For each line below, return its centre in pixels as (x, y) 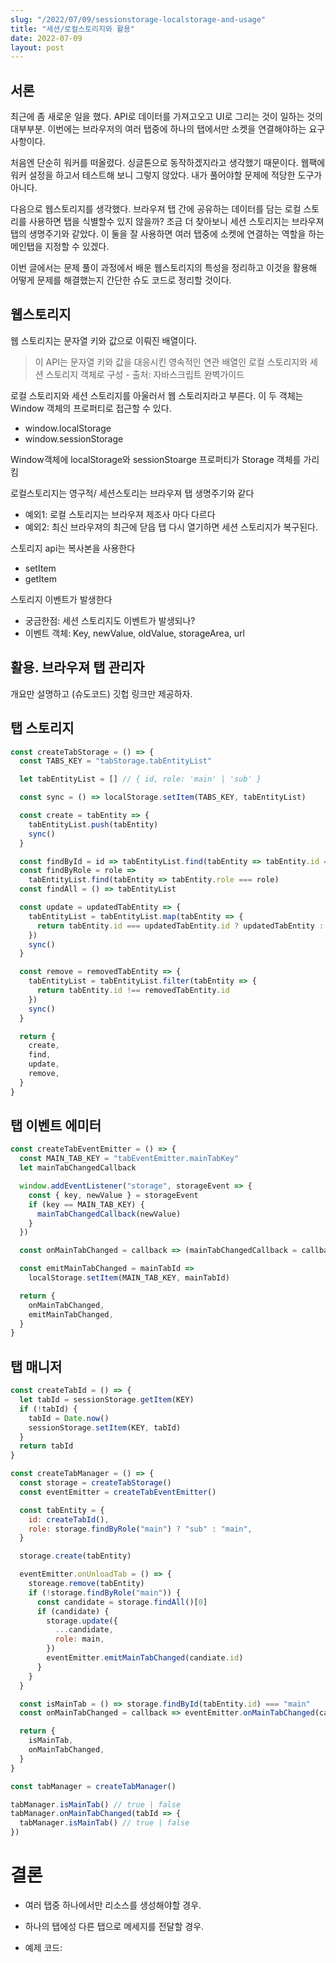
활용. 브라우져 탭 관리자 (77, 667)
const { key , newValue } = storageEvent (113, 1195)
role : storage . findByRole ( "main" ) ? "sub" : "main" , (140, 1529)
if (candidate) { (73, 1611)
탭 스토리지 (42, 728)
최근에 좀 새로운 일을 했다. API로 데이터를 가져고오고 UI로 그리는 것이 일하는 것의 (166, 117)
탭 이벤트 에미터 (56, 1126)
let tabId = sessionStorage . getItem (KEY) (107, 1400)
